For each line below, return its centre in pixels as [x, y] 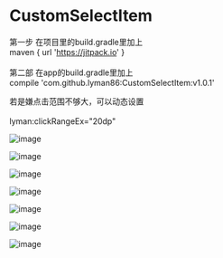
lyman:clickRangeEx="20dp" [63, 121]
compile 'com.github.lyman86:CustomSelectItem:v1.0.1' [112, 82]
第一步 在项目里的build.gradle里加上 [76, 42]
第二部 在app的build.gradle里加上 [71, 72]
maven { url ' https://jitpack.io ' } [67, 52]
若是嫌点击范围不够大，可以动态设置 [77, 101]
